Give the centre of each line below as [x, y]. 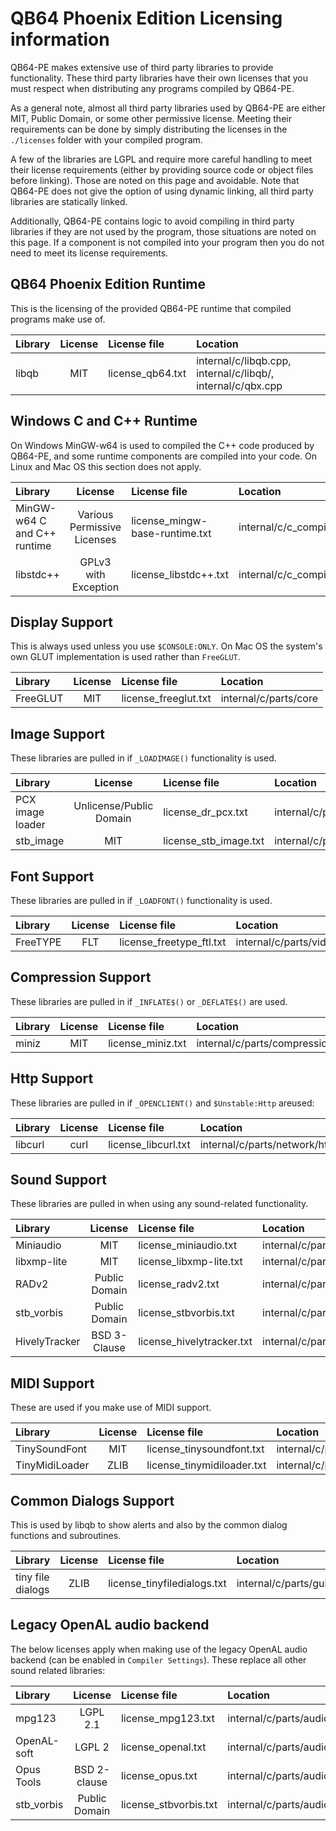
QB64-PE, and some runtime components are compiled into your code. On [164, 456]
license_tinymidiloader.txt [206, 1465]
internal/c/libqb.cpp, [244, 360]
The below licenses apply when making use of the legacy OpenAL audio [159, 1649]
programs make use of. [58, 319]
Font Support [52, 876]
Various [95, 514]
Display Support [61, 622]
